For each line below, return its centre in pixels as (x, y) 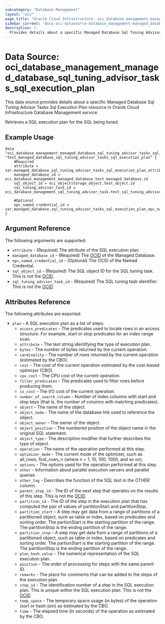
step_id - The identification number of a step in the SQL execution (86, 585)
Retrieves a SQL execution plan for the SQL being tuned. (62, 122)
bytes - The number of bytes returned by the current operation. (83, 350)
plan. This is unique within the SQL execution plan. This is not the (85, 590)
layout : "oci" (20, 14)
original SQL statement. (43, 433)
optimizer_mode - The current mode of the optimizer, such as (81, 454)
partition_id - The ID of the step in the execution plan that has (83, 501)
